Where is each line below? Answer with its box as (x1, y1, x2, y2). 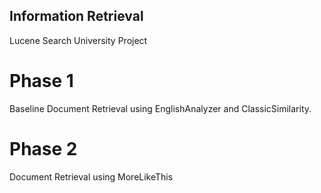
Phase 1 (9, 70, 74, 92)
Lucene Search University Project (9, 34, 148, 46)
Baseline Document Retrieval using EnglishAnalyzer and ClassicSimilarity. (9, 102, 312, 114)
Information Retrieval (9, 8, 144, 25)
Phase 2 (9, 137, 78, 160)
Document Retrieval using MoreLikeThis (9, 170, 174, 183)
